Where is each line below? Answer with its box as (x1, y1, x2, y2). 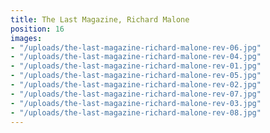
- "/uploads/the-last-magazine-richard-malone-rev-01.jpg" (10, 61, 262, 71)
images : (10, 33, 43, 43)
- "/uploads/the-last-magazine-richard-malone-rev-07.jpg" (10, 89, 262, 99)
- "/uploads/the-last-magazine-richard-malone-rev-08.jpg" (10, 107, 262, 118)
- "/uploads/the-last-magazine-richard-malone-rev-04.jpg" (10, 52, 262, 62)
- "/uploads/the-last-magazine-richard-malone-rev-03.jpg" (10, 98, 262, 108)
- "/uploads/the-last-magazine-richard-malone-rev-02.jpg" (10, 80, 262, 90)
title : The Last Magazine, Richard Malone (10, 14, 190, 25)
